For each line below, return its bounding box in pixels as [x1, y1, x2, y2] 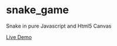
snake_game [6, 3, 69, 17]
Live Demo [6, 33, 32, 40]
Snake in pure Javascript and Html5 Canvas [6, 22, 112, 29]
